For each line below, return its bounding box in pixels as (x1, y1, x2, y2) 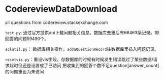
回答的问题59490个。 (5, 36, 49, 41)
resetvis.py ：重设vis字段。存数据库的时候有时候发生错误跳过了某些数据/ (5, 56, 154, 62)
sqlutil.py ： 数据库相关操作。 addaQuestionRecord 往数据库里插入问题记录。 (5, 46, 159, 52)
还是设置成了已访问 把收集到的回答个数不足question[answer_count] (22, 62, 159, 68)
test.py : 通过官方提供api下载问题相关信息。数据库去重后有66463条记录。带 (5, 29, 159, 35)
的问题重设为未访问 (5, 68, 44, 74)
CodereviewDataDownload (5, 3, 117, 15)
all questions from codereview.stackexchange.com (5, 20, 108, 25)
